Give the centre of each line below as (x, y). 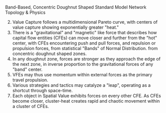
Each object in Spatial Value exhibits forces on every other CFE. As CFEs (87, 96)
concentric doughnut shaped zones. (49, 54)
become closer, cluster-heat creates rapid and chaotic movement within (86, 101)
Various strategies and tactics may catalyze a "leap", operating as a (81, 85)
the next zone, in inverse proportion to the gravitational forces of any (83, 64)
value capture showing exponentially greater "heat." (66, 27)
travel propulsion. (30, 80)
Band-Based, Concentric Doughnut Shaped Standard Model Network (76, 7)
